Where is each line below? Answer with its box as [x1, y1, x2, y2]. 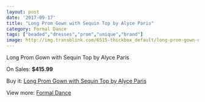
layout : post [6, 8, 40, 15]
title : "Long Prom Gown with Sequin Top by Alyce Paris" [6, 20, 154, 26]
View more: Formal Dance [6, 89, 71, 96]
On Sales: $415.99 [6, 66, 53, 73]
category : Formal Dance [6, 25, 67, 32]
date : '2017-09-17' [6, 15, 56, 21]
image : [6, 37, 23, 43]
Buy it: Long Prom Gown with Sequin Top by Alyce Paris [6, 77, 147, 84]
